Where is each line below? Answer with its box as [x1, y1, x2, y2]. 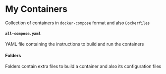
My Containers [5, 3, 68, 15]
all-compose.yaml [5, 31, 41, 36]
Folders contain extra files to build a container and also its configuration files [5, 63, 162, 70]
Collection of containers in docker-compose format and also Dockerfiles [5, 20, 150, 26]
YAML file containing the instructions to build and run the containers [5, 41, 144, 47]
